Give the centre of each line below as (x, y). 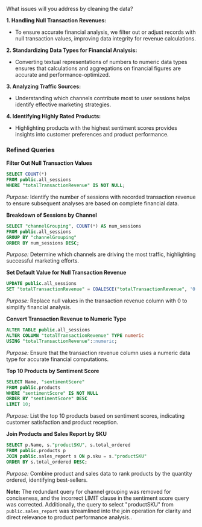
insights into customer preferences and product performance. (92, 134)
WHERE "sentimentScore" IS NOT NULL (52, 393)
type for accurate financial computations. (58, 359)
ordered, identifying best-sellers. (47, 480)
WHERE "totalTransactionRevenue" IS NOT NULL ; (66, 186)
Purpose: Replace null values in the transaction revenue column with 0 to (97, 301)
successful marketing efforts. (43, 261)
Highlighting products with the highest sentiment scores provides (96, 128)
